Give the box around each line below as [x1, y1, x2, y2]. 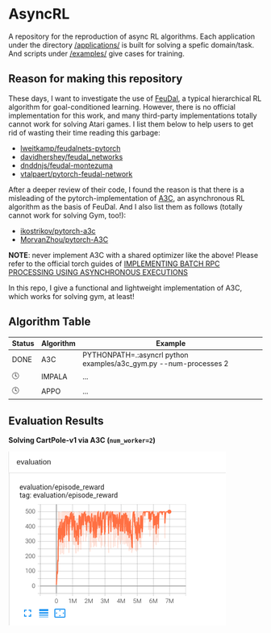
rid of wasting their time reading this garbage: [8, 127, 161, 137]
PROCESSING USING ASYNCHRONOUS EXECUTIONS [8, 267, 188, 277]
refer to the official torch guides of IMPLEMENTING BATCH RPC [8, 259, 220, 269]
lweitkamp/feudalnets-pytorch [19, 143, 121, 153]
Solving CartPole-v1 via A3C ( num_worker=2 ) [8, 435, 156, 445]
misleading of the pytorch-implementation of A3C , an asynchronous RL [8, 193, 245, 202]
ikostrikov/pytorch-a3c [19, 226, 96, 235]
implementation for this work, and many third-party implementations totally [8, 110, 257, 120]
